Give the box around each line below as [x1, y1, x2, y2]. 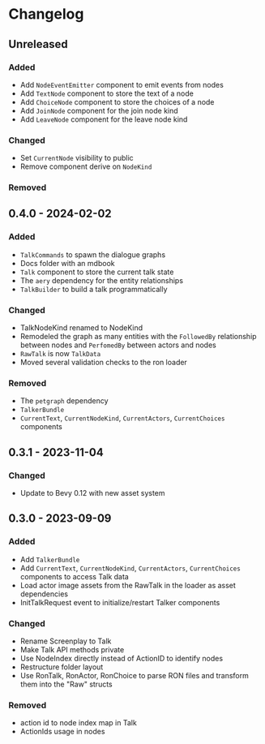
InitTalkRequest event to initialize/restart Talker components [19, 597, 220, 607]
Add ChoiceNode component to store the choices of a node [19, 97, 215, 106]
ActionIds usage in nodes [19, 727, 105, 737]
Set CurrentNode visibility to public [19, 153, 134, 163]
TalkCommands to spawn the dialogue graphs [19, 249, 166, 260]
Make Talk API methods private [19, 645, 125, 655]
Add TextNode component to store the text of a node [19, 88, 194, 98]
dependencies [19, 589, 69, 599]
